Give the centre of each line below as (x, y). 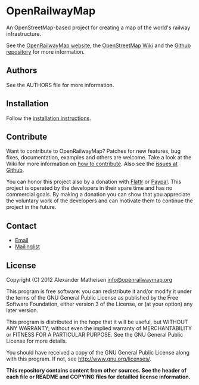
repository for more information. (46, 51)
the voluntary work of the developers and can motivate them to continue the (100, 201)
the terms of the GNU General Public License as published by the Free (92, 298)
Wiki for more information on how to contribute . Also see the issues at (92, 164)
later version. (22, 310)
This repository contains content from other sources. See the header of (96, 370)
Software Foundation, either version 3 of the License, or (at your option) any (99, 304)
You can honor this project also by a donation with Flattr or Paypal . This (94, 182)
